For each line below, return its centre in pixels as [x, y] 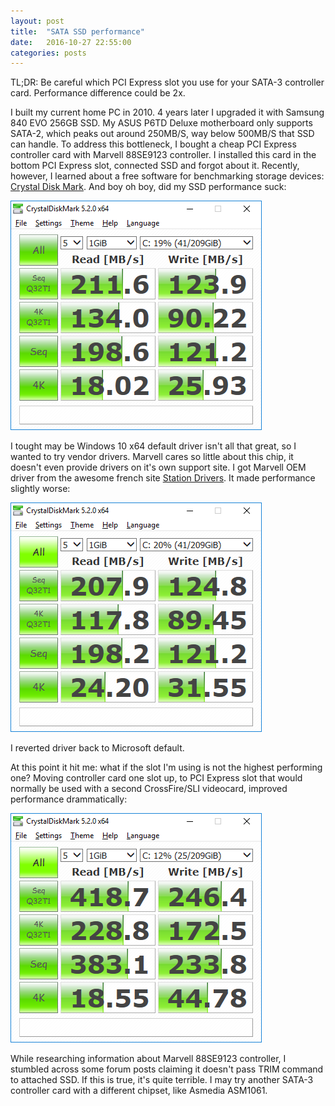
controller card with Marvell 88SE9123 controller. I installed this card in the [163, 155]
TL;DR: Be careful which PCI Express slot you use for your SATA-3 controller [167, 82]
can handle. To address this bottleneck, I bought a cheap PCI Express [153, 144]
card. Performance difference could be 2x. [98, 93]
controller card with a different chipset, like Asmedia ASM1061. [139, 1091]
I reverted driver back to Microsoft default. [97, 748]
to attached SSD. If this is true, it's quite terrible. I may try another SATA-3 [162, 1080]
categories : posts [48, 53]
